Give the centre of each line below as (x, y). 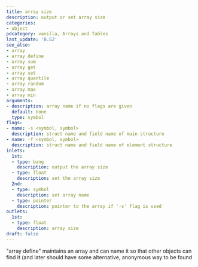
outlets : (17, 212)
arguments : (20, 100)
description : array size (48, 228)
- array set (21, 73)
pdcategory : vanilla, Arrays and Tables (57, 34)
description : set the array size (59, 179)
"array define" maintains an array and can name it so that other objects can (99, 251)
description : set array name (53, 195)
